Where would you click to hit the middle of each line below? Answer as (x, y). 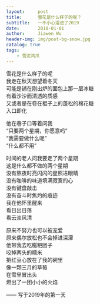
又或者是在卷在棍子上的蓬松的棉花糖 (50, 103)
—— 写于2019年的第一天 (36, 294)
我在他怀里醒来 (24, 202)
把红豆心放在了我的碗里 (34, 259)
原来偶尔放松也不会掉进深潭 (40, 237)
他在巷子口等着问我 (29, 123)
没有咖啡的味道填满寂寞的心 (40, 180)
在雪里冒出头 (21, 274)
